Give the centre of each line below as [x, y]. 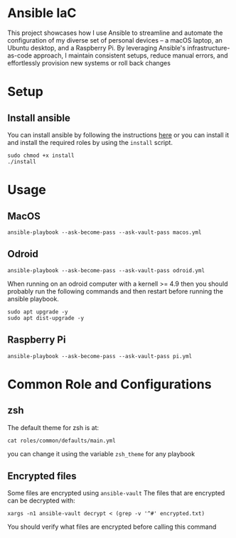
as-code [20, 55]
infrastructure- [209, 48]
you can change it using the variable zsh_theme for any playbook [101, 453]
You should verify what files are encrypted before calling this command [112, 527]
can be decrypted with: [42, 501]
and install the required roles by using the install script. [90, 142]
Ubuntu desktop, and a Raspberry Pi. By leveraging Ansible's [97, 48]
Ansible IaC [42, 13]
